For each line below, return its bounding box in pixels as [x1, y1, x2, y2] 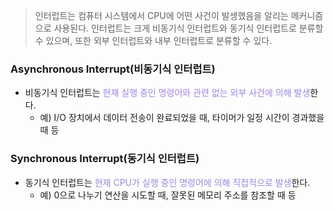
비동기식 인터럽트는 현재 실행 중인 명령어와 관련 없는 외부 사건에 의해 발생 [24, 87, 311, 99]
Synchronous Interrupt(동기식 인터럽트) [10, 152, 200, 166]
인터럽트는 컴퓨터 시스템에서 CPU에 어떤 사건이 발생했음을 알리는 [34, 10, 289, 21]
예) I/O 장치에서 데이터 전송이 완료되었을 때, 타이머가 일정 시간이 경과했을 [39, 112, 325, 124]
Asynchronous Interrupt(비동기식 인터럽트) [10, 62, 216, 76]
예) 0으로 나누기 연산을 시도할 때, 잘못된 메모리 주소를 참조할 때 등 [39, 189, 297, 201]
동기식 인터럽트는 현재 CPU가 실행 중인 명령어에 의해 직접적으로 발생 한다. [24, 176, 311, 188]
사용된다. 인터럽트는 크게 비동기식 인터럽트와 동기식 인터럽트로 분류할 [53, 22, 324, 34]
